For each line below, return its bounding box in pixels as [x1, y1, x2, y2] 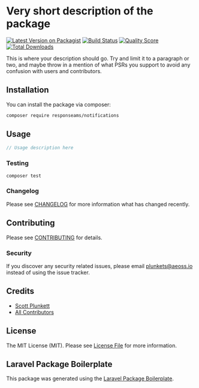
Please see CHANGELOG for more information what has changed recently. [6, 200, 190, 207]
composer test [6, 173, 42, 179]
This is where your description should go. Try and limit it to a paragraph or [6, 55, 190, 62]
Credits [6, 286, 35, 296]
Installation [6, 85, 49, 95]
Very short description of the [6, 4, 154, 18]
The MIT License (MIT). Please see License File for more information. [6, 342, 177, 349]
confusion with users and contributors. [6, 67, 102, 74]
